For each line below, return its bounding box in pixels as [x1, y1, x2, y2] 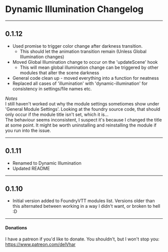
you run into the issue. [5, 127, 51, 134]
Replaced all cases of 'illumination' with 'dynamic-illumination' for [12, 80, 148, 86]
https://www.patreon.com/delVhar [5, 241, 76, 247]
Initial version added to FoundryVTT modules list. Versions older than [12, 198, 155, 204]
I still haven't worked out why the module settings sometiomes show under [5, 100, 159, 106]
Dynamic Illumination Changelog [5, 4, 144, 15]
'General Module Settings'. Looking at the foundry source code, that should [5, 106, 160, 112]
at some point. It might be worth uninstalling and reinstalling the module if [5, 122, 156, 128]
